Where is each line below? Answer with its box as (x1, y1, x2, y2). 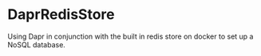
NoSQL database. (7, 39, 65, 49)
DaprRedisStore (7, 6, 115, 24)
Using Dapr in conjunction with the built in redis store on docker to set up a (7, 32, 254, 41)
